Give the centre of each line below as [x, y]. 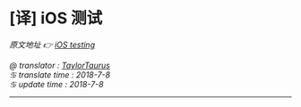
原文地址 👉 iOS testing [52, 45]
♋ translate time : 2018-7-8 [60, 74]
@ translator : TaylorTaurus [60, 65]
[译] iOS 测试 [56, 18]
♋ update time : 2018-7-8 [57, 84]
